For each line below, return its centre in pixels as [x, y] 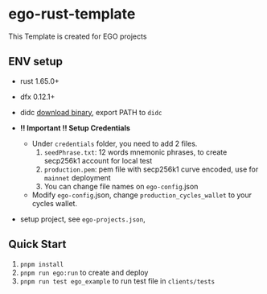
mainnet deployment [77, 177]
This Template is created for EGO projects [78, 36]
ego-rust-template [72, 14]
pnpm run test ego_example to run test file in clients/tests [117, 281]
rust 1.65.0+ [40, 81]
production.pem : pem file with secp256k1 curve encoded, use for [151, 169]
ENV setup [35, 62]
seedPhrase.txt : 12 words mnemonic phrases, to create [136, 152]
